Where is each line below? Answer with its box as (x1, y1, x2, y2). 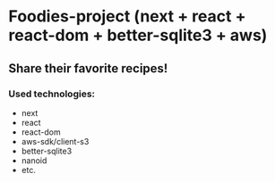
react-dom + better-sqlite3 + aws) (8, 25, 268, 45)
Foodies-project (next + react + (8, 6, 246, 27)
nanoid (21, 154, 47, 166)
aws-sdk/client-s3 (21, 136, 90, 146)
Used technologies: (8, 87, 96, 100)
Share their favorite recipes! (8, 61, 168, 76)
